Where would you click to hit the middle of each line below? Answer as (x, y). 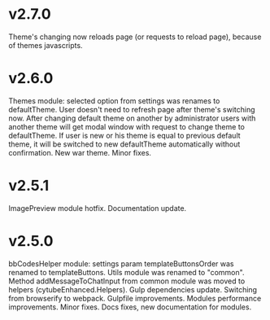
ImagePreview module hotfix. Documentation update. (98, 208)
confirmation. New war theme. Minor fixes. (80, 152)
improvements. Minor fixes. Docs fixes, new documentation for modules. (130, 307)
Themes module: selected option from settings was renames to (114, 101)
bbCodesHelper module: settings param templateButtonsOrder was (121, 263)
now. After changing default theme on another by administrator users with (132, 118)
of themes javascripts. (46, 45)
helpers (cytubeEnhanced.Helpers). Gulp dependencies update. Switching (133, 289)
